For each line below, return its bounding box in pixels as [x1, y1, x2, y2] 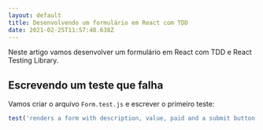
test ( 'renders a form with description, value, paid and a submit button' [8, 114, 259, 122]
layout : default [8, 11, 61, 20]
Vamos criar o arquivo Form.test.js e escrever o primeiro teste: [8, 99, 215, 109]
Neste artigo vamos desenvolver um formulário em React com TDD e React [8, 48, 252, 57]
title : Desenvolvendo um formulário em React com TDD [8, 19, 189, 27]
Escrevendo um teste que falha [8, 78, 164, 92]
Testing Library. [8, 56, 59, 65]
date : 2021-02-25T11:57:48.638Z [8, 26, 114, 34]
